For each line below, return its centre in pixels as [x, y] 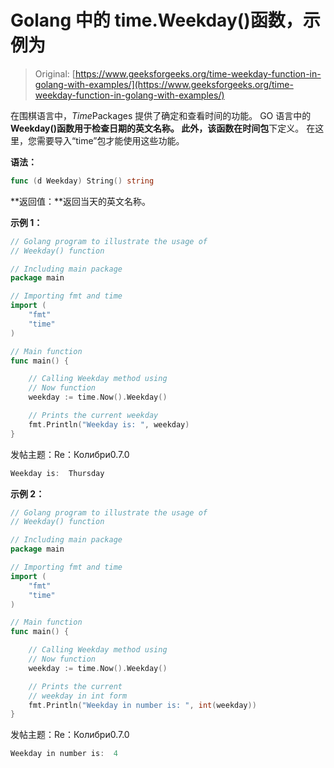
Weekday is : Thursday [57, 473]
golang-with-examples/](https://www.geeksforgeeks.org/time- [164, 84]
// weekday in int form [78, 696]
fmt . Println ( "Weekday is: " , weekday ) [109, 424]
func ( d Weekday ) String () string [82, 181]
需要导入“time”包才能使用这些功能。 [110, 140]
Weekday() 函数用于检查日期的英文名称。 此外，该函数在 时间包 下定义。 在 [163, 128]
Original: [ [55, 73]
